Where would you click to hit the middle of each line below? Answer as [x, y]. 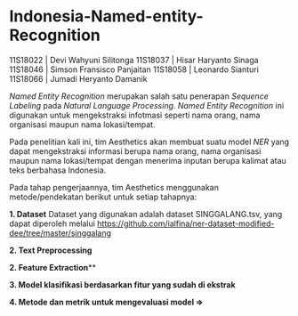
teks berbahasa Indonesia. [58, 170]
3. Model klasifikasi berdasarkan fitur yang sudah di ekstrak [122, 284]
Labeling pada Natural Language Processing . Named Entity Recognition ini [147, 105]
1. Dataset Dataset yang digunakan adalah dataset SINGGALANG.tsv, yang [146, 214]
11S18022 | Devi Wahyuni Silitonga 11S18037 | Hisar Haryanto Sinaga [134, 60]
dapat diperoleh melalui [52, 223]
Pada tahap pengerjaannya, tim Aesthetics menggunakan [114, 187]
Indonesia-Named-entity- [107, 16]
